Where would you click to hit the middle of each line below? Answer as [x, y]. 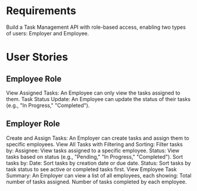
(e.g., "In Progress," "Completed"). [48, 105]
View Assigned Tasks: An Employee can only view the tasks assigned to [93, 93]
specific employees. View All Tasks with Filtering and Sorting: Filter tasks [95, 144]
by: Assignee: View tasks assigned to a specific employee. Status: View [93, 150]
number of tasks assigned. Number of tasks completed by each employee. [96, 182]
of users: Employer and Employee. [48, 33]
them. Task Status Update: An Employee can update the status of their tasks [98, 99]
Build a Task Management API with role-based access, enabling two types [96, 27]
